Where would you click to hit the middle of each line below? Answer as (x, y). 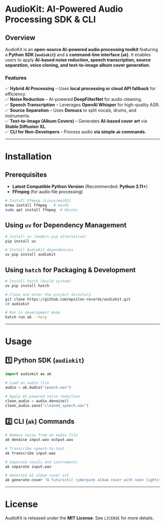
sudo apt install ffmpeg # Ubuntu (41, 210)
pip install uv (21, 241)
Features (16, 78)
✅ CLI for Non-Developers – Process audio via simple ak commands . (76, 132)
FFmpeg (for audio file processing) (47, 192)
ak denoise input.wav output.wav (39, 440)
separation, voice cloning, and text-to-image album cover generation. (78, 65)
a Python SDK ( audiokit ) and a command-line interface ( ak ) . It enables (78, 55)
